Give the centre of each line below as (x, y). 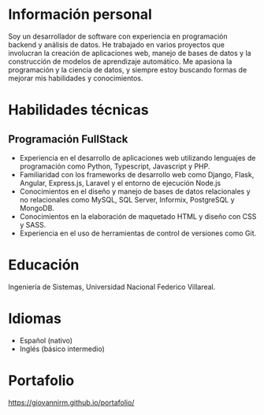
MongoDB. (37, 208)
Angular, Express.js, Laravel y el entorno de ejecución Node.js (120, 183)
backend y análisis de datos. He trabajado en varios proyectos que (117, 44)
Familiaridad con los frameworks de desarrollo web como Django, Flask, (137, 174)
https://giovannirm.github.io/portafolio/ (71, 402)
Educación (44, 265)
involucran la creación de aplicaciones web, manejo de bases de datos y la (130, 53)
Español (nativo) (46, 340)
